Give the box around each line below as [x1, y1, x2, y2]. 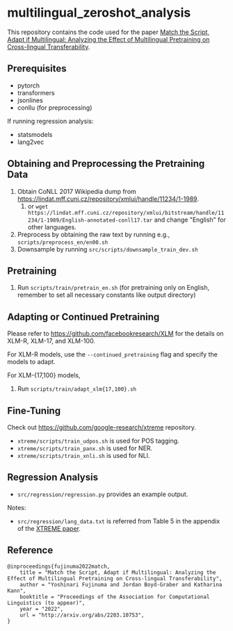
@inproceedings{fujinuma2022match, [7, 563, 111, 570]
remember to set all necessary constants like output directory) [17, 290, 196, 300]
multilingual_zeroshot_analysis [7, 5, 191, 21]
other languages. [27, 222, 77, 231]
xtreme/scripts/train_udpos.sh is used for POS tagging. [17, 436, 179, 445]
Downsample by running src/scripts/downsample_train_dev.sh [17, 245, 198, 253]
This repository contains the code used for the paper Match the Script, [7, 28, 210, 36]
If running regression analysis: [7, 117, 94, 125]
